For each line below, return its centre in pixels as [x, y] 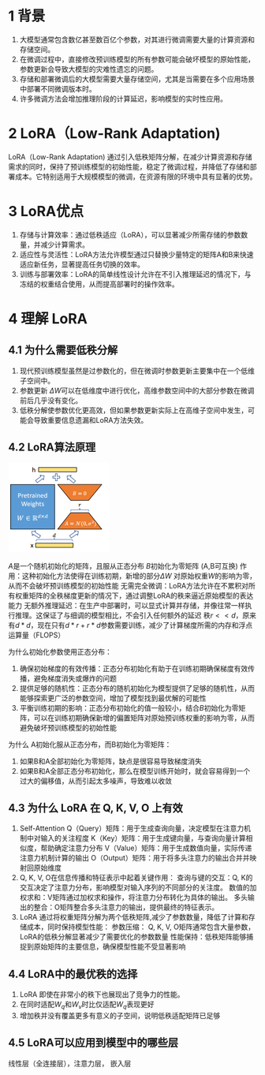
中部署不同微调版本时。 [58, 88]
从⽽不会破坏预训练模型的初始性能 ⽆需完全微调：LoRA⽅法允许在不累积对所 [132, 585]
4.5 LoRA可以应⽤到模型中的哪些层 [93, 1043]
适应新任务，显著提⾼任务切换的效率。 [82, 264]
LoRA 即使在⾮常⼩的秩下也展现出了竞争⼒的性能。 [102, 995]
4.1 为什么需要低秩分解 [63, 351]
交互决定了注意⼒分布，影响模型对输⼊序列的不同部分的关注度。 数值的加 [138, 887]
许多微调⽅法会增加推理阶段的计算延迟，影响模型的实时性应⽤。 [123, 99]
